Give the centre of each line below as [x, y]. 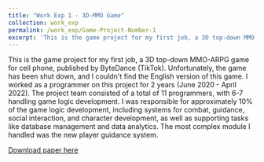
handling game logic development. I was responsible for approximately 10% [130, 101]
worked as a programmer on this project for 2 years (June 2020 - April [123, 85]
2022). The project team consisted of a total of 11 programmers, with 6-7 [126, 93]
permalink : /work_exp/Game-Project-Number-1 [82, 30]
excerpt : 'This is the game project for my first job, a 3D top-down [125, 37]
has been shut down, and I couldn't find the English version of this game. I [128, 76]
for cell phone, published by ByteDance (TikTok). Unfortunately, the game [127, 68]
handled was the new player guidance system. [83, 135]
